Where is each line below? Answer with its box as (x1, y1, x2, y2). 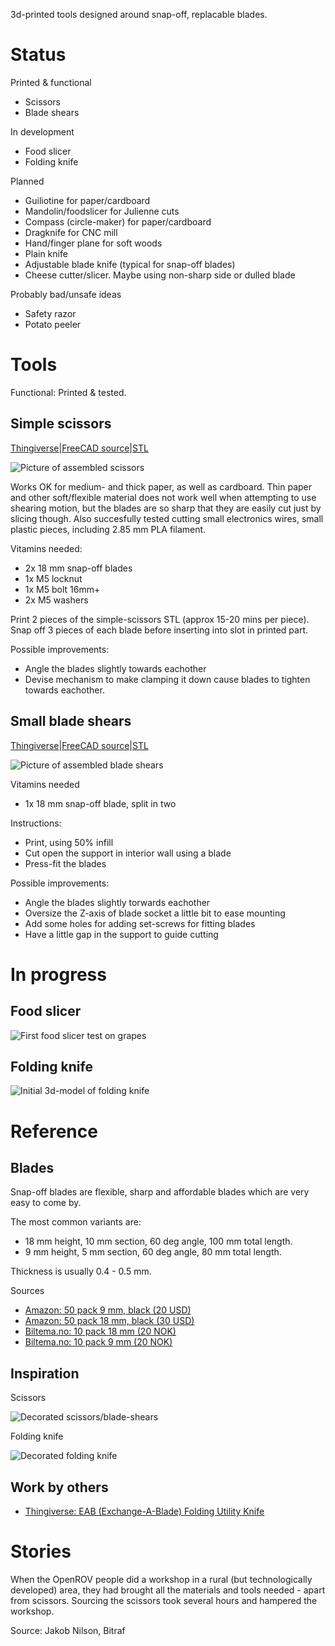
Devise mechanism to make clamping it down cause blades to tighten (24, 673, 311, 685)
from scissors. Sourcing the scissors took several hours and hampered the (10, 1594, 318, 1606)
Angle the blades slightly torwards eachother (24, 896, 211, 908)
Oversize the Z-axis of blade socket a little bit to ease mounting (24, 907, 286, 919)
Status (10, 44, 67, 66)
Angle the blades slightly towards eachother (24, 662, 207, 674)
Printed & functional (10, 76, 92, 88)
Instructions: (10, 817, 62, 829)
